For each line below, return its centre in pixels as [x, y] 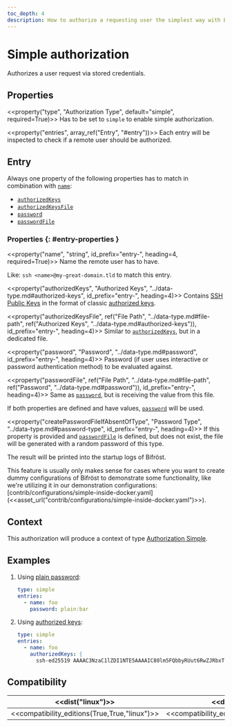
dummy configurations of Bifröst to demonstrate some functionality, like [109, 478]
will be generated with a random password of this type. [86, 444]
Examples [29, 560]
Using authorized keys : [50, 622]
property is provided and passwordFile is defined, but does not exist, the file [115, 436]
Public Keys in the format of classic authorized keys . [82, 303]
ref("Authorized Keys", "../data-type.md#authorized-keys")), [111, 324]
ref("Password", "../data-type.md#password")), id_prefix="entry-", [101, 388]
